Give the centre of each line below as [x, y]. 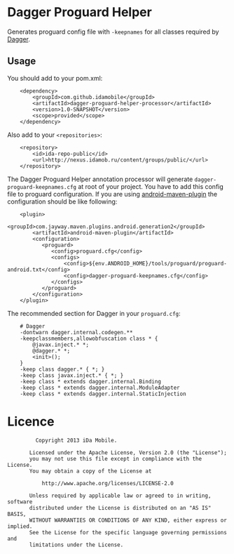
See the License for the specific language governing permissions [128, 532]
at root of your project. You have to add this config [151, 186]
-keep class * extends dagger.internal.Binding [90, 381]
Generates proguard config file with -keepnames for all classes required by [113, 32]
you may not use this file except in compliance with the [115, 459]
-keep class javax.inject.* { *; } [72, 375]
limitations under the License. [76, 545]
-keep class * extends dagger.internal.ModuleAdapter [100, 388]
